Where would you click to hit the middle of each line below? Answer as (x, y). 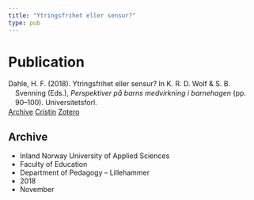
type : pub (25, 23)
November (37, 189)
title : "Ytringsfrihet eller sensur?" (72, 15)
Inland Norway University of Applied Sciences (95, 156)
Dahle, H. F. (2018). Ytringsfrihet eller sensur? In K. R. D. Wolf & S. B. (119, 84)
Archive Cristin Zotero (44, 112)
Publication (46, 62)
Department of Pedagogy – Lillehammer (85, 172)
